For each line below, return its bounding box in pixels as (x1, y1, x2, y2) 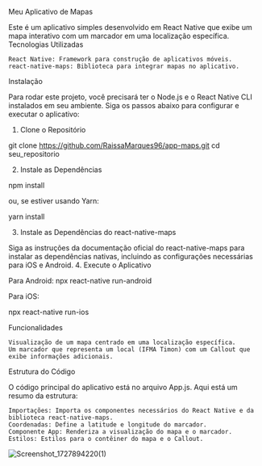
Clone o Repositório (19, 125, 86, 134)
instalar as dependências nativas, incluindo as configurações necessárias (8, 252, 254, 261)
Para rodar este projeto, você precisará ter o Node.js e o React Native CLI (8, 92, 252, 102)
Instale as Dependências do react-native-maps (19, 228, 177, 237)
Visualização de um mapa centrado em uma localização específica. (8, 338, 236, 346)
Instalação (8, 77, 43, 86)
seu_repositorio (8, 149, 60, 158)
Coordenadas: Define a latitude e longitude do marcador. (8, 421, 207, 429)
